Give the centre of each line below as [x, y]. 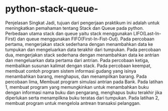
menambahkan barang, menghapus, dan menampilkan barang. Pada [76, 76]
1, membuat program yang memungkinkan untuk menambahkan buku [77, 87]
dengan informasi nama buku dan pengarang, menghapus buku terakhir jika [84, 92]
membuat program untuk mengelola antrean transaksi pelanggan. [73, 103]
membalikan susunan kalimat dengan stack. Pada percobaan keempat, [78, 66]
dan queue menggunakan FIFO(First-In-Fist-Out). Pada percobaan [86, 39]
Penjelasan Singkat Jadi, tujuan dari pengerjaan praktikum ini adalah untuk [82, 23]
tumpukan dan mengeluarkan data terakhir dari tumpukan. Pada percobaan [83, 49]
